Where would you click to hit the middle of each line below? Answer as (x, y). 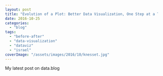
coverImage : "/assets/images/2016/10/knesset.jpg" (57, 54)
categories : (17, 23)
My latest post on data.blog (32, 68)
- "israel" (20, 50)
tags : (10, 32)
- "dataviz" (22, 46)
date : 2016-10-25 (23, 18)
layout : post (18, 9)
